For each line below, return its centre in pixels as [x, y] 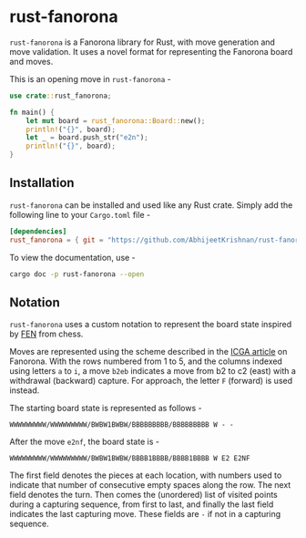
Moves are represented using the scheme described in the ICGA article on [148, 352]
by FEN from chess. [46, 334]
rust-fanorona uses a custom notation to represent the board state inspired [151, 325]
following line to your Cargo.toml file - [80, 214]
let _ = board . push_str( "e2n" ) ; [87, 138]
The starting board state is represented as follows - [106, 409]
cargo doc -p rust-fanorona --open [77, 274]
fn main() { [32, 112]
